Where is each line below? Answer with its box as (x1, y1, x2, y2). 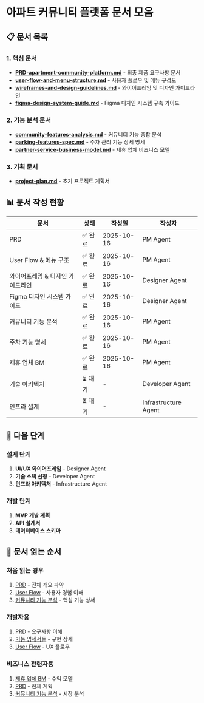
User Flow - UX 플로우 (15, 643, 70, 650)
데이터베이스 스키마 (15, 527, 61, 534)
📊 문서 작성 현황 (6, 197, 64, 207)
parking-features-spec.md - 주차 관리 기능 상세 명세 (15, 138, 146, 146)
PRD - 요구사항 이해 (15, 628, 63, 635)
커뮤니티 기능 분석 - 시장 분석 (15, 690, 84, 697)
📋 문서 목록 (6, 32, 49, 42)
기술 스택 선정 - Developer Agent (15, 472, 95, 480)
